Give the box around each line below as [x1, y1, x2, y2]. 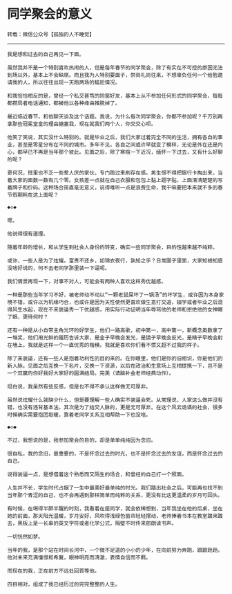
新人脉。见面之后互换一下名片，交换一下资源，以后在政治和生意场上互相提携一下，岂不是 [7, 362, 223, 369]
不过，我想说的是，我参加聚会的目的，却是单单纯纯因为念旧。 [7, 437, 157, 444]
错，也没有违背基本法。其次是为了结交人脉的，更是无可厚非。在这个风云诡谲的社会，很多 [7, 404, 223, 411]
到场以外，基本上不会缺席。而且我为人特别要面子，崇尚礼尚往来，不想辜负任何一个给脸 [7, 71, 218, 78]
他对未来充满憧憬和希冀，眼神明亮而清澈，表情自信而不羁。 [7, 554, 151, 561]
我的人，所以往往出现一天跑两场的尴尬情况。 [12, 79, 121, 86]
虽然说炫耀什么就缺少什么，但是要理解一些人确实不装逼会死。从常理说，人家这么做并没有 [7, 396, 223, 404]
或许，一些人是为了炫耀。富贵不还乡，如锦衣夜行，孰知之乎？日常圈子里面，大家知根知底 [7, 257, 223, 264]
